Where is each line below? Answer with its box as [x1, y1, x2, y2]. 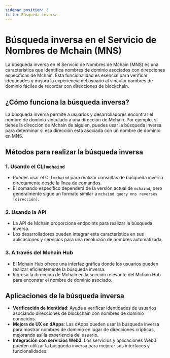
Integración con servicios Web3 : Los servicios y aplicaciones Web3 [12, 337, 156, 343]
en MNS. [5, 133, 24, 139]
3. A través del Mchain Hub [5, 249, 74, 256]
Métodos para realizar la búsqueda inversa [5, 148, 144, 156]
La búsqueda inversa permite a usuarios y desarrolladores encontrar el [5, 111, 153, 117]
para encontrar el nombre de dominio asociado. [12, 277, 113, 283]
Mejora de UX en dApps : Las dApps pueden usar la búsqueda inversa [12, 321, 160, 328]
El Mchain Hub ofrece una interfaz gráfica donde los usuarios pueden [12, 261, 159, 267]
